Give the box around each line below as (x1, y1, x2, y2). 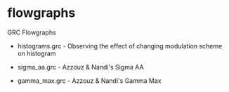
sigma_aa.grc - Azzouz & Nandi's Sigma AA (17, 63, 144, 71)
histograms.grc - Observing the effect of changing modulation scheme (17, 41, 223, 50)
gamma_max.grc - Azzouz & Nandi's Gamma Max (17, 76, 162, 85)
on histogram (17, 49, 56, 58)
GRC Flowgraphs (7, 28, 56, 37)
